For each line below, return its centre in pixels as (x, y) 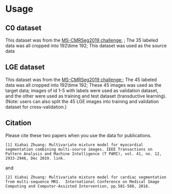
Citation (18, 123)
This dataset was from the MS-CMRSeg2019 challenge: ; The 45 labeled (81, 80)
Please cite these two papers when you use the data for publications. (79, 135)
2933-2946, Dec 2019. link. (35, 158)
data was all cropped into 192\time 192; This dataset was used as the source (86, 46)
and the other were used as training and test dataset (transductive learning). (86, 96)
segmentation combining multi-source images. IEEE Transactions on (79, 149)
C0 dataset (24, 28)
